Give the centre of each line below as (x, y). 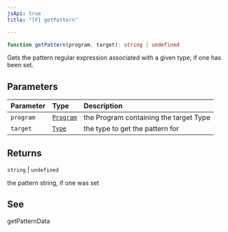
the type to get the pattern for (132, 129)
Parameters (33, 86)
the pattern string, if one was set (53, 183)
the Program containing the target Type (147, 117)
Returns (25, 153)
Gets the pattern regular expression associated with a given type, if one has (114, 58)
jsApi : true (24, 13)
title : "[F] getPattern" (43, 20)
